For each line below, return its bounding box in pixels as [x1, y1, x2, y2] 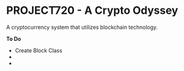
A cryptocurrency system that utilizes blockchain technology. [6, 23, 158, 31]
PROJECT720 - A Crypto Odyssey [6, 4, 179, 17]
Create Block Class [14, 46, 63, 54]
